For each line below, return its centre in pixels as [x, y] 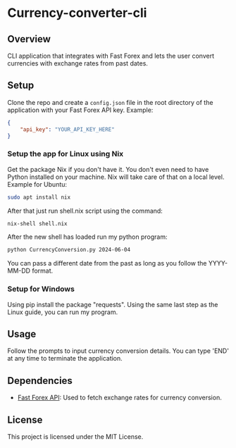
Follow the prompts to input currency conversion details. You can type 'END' [118, 351]
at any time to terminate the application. [65, 359]
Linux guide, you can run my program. [63, 312]
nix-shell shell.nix [38, 223]
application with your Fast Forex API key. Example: [80, 110]
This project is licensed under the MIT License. [75, 437]
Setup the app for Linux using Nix [66, 154]
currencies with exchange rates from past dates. [77, 63]
